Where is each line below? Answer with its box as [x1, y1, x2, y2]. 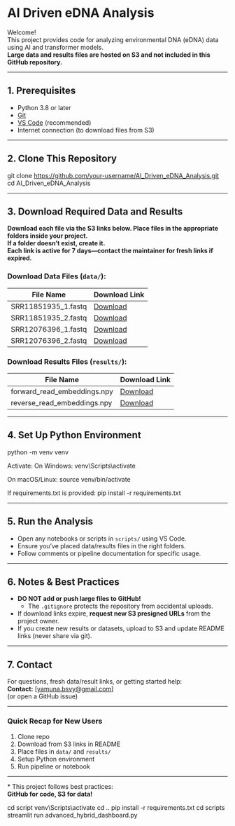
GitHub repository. [7, 57, 63, 66]
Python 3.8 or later [17, 103, 71, 111]
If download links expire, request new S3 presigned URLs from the [17, 609, 211, 618]
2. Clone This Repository [7, 153, 117, 165]
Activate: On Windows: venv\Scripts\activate [7, 461, 136, 470]
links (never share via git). [17, 632, 92, 640]
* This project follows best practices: [7, 782, 113, 790]
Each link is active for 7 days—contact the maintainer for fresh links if [7, 247, 213, 255]
